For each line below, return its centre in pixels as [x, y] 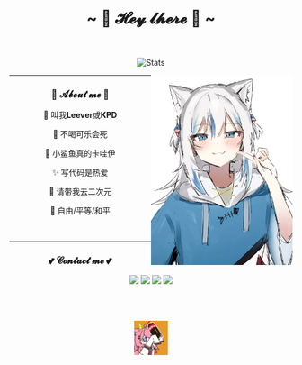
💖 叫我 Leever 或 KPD [80, 114]
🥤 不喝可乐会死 [80, 133]
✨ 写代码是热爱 [80, 172]
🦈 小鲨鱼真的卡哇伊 [80, 153]
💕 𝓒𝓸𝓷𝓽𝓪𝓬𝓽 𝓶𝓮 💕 [80, 260]
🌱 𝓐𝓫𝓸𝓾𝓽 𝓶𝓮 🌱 [80, 94]
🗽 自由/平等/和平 [80, 210]
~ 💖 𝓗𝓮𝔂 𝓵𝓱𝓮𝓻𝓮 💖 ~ [151, 18]
